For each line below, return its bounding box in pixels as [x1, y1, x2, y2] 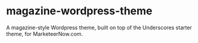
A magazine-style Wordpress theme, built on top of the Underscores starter [6, 24, 192, 31]
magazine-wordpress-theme [6, 4, 153, 18]
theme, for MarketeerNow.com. [6, 30, 83, 37]
